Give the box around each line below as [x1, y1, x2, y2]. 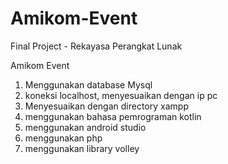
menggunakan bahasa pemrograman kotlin [24, 110, 202, 122]
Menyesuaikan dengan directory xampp [24, 100, 189, 112]
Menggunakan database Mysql [24, 78, 153, 91]
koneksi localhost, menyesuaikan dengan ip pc [24, 89, 218, 101]
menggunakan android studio [24, 121, 147, 133]
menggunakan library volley [24, 142, 140, 154]
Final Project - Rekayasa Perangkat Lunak [10, 40, 183, 52]
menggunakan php [24, 132, 103, 144]
